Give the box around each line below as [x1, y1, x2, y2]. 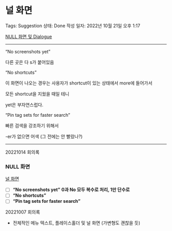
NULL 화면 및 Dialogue [5, 33, 52, 39]
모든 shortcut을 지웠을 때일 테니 [5, 91, 70, 97]
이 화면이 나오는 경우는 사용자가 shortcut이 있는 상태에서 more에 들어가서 [5, 80, 153, 86]
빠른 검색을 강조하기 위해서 [5, 122, 59, 129]
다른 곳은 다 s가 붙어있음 [5, 59, 54, 65]
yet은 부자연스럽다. [5, 101, 44, 108]
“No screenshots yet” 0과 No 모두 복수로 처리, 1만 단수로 [12, 186, 130, 193]
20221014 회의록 [5, 149, 40, 155]
